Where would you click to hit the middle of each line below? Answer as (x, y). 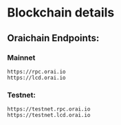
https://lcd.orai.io (37, 78)
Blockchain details (61, 13)
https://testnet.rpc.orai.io (49, 109)
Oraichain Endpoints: (53, 38)
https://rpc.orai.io (37, 71)
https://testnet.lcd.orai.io (49, 115)
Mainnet (21, 58)
